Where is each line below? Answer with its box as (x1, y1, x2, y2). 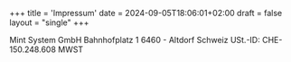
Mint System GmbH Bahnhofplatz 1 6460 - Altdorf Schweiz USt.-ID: (9, 35, 260, 45)
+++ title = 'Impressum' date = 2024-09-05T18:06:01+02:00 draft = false (9, 8, 283, 18)
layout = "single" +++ (9, 17, 89, 28)
